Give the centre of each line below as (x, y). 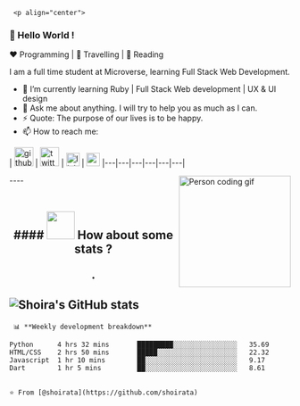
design (35, 99)
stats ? (94, 249)
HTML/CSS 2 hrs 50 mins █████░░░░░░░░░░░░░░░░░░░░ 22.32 (139, 352)
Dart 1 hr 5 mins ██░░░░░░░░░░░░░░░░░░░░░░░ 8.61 (137, 368)
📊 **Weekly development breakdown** (83, 327)
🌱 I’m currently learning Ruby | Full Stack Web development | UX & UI (149, 89)
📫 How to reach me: (60, 132)
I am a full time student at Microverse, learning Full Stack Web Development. (150, 72)
